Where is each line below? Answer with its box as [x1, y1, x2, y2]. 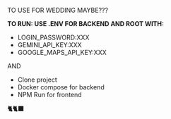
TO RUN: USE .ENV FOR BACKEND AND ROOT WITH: [7, 20, 165, 27]
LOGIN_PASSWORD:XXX [17, 33, 90, 42]
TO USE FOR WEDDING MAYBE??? [7, 6, 108, 14]
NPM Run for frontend [17, 91, 83, 99]
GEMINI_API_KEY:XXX [17, 41, 83, 49]
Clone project [17, 75, 58, 84]
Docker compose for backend [17, 83, 105, 91]
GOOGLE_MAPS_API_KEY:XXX [17, 49, 107, 56]
